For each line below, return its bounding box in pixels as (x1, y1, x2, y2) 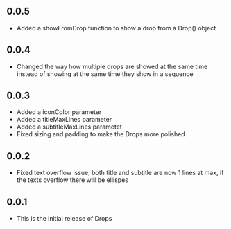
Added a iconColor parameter (16, 108, 102, 116)
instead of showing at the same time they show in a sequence (16, 69, 194, 78)
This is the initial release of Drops (16, 214, 112, 223)
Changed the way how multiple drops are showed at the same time (16, 62, 208, 71)
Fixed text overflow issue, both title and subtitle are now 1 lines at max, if (16, 169, 224, 177)
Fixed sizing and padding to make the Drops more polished (16, 130, 185, 138)
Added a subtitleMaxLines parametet (16, 122, 122, 131)
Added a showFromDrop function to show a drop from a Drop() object (16, 24, 216, 32)
